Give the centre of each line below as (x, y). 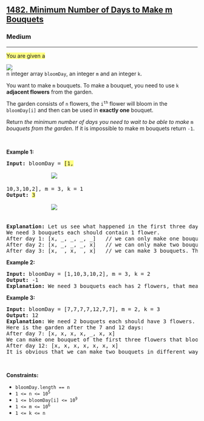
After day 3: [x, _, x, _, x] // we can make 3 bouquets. (98, 251)
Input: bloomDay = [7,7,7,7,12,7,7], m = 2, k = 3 (83, 309)
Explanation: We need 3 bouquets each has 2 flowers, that (96, 286)
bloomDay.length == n (42, 387)
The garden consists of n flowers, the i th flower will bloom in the (87, 103)
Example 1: (20, 152)
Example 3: (21, 298)
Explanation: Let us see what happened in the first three (96, 226)
